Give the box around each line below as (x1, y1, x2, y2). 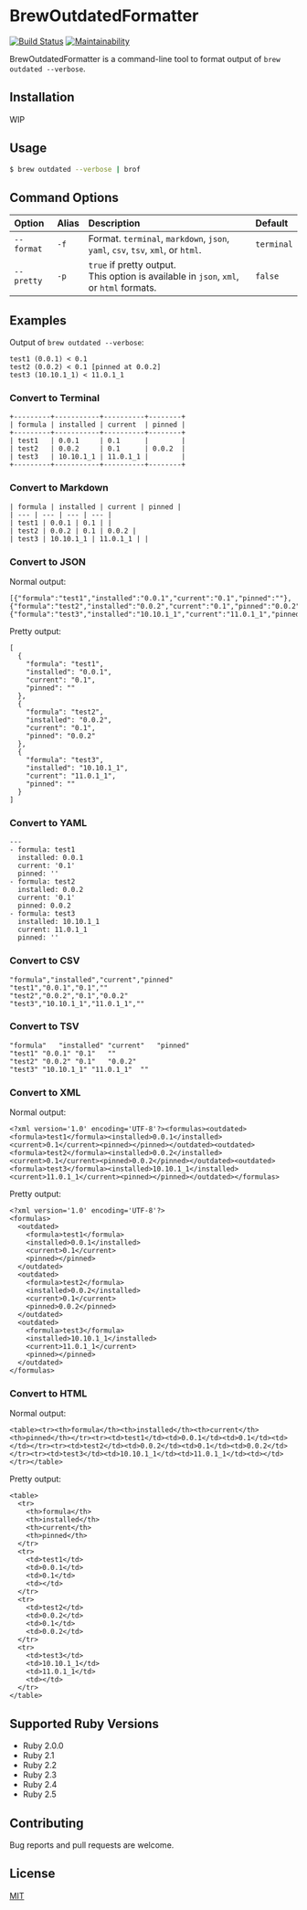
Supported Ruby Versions (9, 1715, 160, 1732)
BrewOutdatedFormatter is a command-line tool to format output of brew (9, 53, 281, 64)
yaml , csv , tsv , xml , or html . (88, 244, 202, 257)
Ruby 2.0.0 (22, 1740, 64, 1751)
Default (255, 217, 289, 229)
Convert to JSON (9, 555, 87, 568)
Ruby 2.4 (22, 1779, 58, 1790)
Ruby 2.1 (22, 1750, 55, 1761)
